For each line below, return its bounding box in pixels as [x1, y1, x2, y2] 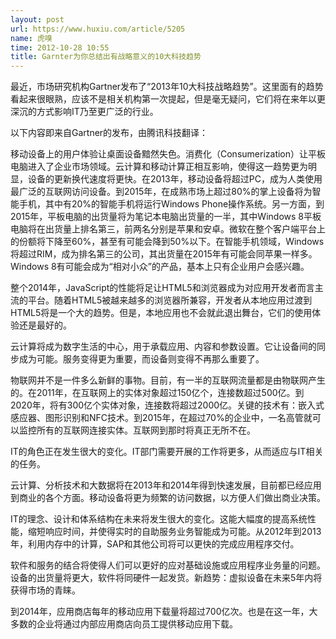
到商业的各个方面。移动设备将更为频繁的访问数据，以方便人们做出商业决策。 [10, 492, 326, 504]
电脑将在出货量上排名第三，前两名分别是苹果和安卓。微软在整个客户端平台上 [10, 223, 326, 235]
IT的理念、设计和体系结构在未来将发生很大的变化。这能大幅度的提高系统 [10, 513, 308, 525]
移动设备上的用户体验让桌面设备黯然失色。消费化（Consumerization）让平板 [10, 148, 327, 160]
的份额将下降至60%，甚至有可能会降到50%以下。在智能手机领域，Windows [10, 236, 325, 248]
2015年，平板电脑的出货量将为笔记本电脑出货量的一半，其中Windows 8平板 [10, 211, 322, 223]
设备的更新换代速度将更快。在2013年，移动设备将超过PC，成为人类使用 [27, 173, 323, 185]
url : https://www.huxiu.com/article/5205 [10, 24, 186, 34]
